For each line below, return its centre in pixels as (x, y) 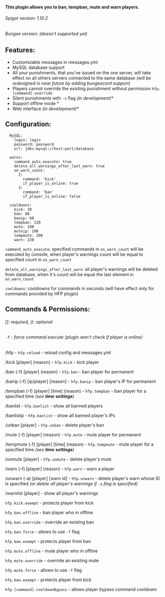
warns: (16, 157)
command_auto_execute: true (43, 162)
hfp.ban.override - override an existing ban (50, 522)
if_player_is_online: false (52, 196)
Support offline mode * (36, 103)
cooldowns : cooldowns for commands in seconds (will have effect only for (80, 288)
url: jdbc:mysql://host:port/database (54, 149)
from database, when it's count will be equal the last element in (70, 274)
